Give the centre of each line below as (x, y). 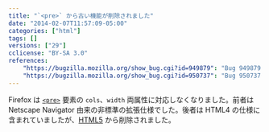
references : (28, 61)
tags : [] (23, 38)
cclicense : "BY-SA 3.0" (48, 53)
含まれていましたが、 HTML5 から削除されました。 (92, 120)
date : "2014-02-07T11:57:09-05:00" (68, 23)
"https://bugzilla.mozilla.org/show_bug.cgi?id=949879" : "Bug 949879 (142, 68)
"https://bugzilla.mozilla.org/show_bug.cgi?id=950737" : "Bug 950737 (142, 76)
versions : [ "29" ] (37, 46)
